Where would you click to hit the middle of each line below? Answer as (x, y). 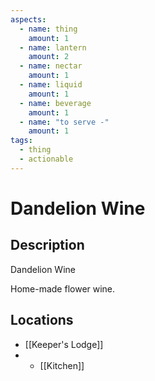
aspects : (28, 19)
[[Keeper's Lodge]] (64, 344)
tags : (21, 141)
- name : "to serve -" (64, 122)
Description (47, 245)
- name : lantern (53, 47)
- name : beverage (55, 103)
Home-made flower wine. (63, 288)
